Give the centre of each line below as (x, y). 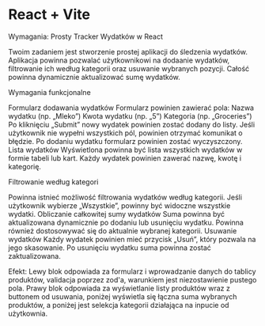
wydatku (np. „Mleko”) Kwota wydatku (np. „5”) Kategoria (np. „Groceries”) (130, 116)
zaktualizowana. (34, 256)
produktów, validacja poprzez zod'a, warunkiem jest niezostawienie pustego (132, 279)
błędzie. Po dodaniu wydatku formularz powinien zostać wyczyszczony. (125, 141)
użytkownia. (28, 313)
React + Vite (49, 15)
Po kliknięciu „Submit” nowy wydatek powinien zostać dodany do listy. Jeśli (132, 124)
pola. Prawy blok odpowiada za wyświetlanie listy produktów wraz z (119, 288)
